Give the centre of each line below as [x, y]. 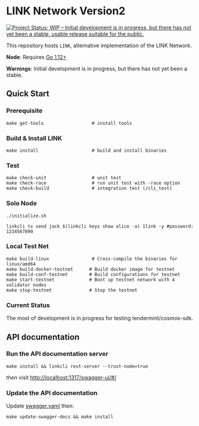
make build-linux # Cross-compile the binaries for [92, 259]
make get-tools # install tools [69, 123]
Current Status [28, 305]
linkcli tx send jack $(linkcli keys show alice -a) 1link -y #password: [100, 226]
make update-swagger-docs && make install [60, 417]
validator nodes [26, 285]
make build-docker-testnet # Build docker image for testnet [91, 269]
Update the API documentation [52, 393]
